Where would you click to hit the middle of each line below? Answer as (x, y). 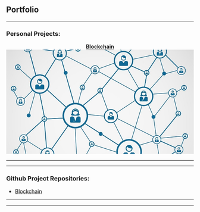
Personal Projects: (33, 33)
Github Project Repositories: (48, 179)
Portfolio (23, 10)
